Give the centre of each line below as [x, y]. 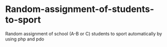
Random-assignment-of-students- [80, 9]
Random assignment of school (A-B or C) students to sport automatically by [84, 33]
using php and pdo [25, 39]
